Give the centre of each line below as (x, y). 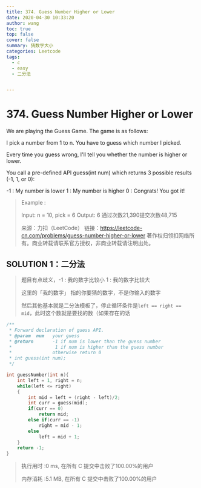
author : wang (23, 23)
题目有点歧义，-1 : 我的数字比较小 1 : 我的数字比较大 (85, 280)
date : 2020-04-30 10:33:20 (40, 18)
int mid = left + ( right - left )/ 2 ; (74, 397)
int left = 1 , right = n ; (50, 380)
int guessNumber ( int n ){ (38, 375)
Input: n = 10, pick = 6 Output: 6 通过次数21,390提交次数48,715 (99, 215)
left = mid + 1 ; (59, 437)
